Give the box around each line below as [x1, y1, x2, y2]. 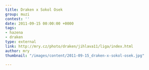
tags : [5, 26, 16, 31]
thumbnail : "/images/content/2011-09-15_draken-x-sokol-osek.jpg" [5, 53, 145, 58]
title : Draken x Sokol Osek [5, 7, 63, 12]
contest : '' [5, 16, 30, 21]
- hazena [5, 30, 23, 35]
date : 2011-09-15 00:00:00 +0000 [5, 21, 74, 26]
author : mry [5, 48, 30, 53]
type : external [5, 39, 37, 44]
